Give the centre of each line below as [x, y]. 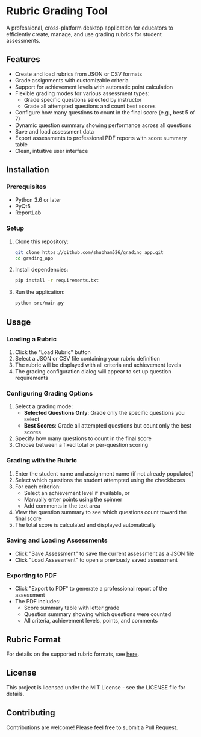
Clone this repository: [42, 241]
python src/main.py [39, 303]
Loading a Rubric [32, 339]
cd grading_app [34, 258]
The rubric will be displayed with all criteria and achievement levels [98, 365]
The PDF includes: [38, 602]
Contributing [31, 713]
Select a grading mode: [44, 406]
